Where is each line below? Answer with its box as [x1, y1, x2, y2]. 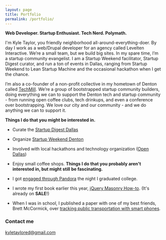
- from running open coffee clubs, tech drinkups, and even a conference [5, 97, 153, 103]
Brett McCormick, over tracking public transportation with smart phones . [12, 206, 161, 212]
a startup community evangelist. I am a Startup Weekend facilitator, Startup [5, 56, 159, 62]
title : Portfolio [5, 12, 41, 17]
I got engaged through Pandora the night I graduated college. [12, 176, 138, 182]
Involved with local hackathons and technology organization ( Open [12, 146, 149, 152]
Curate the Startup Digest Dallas [12, 127, 78, 133]
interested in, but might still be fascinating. [12, 166, 103, 172]
